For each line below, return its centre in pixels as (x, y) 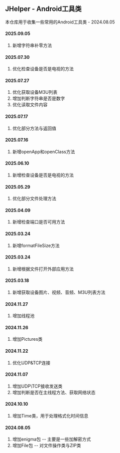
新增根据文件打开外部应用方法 (43, 269)
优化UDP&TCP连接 (31, 363)
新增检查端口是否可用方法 (39, 222)
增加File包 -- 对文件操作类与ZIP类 (47, 446)
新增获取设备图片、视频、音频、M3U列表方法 (59, 292)
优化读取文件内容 (30, 105)
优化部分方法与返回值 (34, 128)
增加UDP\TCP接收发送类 (37, 386)
